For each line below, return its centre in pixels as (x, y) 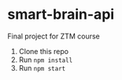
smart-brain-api (61, 15)
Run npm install (46, 60)
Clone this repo (43, 51)
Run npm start (42, 67)
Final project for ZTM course (54, 36)
